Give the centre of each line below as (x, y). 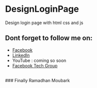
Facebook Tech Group (35, 65)
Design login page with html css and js (44, 23)
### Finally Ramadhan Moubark (37, 80)
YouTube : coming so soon (39, 60)
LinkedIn (21, 55)
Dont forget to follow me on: (49, 38)
